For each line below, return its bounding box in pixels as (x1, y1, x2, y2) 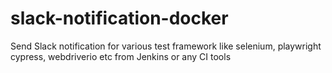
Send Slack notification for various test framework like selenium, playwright (10, 40, 322, 52)
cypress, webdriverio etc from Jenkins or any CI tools (10, 50, 232, 62)
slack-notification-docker (10, 7, 229, 30)
